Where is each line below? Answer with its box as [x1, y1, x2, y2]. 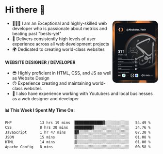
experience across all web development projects [12, 41, 109, 46]
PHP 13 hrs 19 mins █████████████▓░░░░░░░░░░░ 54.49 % [5, 121, 151, 125]
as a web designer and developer [12, 96, 79, 102]
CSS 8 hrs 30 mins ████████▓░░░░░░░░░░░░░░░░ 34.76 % [5, 125, 151, 130]
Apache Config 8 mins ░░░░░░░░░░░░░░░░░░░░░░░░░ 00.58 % [5, 145, 151, 150]
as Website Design [12, 75, 50, 81]
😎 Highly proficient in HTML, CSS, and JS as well [12, 70, 112, 76]
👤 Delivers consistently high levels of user [12, 36, 96, 42]
